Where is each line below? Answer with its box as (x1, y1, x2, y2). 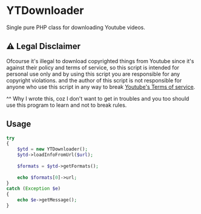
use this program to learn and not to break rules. (6, 101, 127, 109)
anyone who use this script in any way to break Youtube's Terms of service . (6, 83, 196, 90)
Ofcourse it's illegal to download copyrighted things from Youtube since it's (6, 57, 194, 64)
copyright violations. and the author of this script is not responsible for (6, 76, 182, 84)
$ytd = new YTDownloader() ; (17, 146, 88, 152)
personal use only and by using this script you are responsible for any (6, 70, 180, 78)
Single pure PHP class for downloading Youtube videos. (6, 24, 145, 31)
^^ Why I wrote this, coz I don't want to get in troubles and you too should (6, 95, 189, 102)
